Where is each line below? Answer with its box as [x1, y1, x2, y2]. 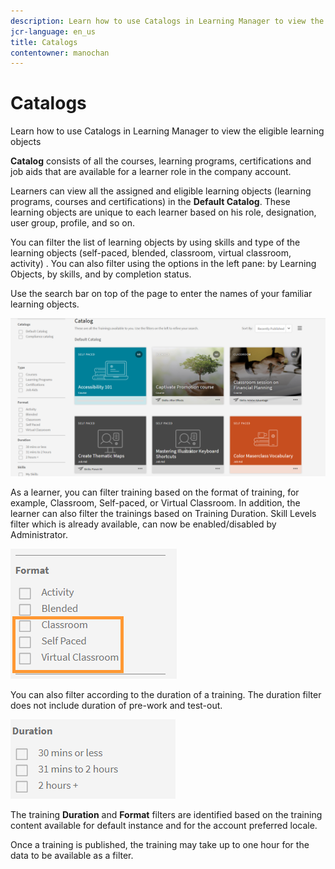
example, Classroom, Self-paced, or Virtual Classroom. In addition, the [10, 497, 301, 509]
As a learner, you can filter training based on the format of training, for [10, 486, 300, 499]
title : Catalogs [10, 37, 78, 47]
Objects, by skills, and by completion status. [10, 268, 192, 280]
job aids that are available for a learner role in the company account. [10, 166, 292, 178]
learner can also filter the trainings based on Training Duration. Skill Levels [10, 508, 317, 520]
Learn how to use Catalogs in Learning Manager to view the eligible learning [10, 125, 325, 137]
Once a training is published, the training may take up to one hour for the [10, 839, 310, 851]
